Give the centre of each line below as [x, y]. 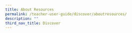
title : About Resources [30, 9]
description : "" [22, 18]
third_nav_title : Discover [33, 23]
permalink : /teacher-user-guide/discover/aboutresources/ [66, 14]
